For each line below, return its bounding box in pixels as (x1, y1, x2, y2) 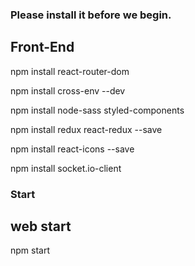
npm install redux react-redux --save (10, 123, 163, 135)
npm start (10, 244, 51, 257)
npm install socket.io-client (10, 162, 122, 174)
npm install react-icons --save (10, 143, 135, 155)
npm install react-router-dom (10, 65, 130, 77)
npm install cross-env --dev (10, 84, 126, 97)
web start (10, 218, 72, 235)
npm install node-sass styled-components (10, 104, 185, 116)
